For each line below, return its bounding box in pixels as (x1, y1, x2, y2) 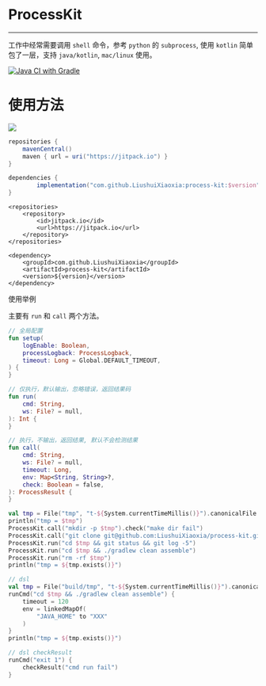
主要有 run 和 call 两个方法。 (8, 311, 104, 320)
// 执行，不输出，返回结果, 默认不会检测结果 (8, 436, 139, 444)
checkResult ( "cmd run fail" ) (22, 663, 119, 671)
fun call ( (8, 444, 41, 452)
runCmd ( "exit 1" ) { (8, 656, 73, 664)
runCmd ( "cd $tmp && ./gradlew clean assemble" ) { (8, 590, 176, 598)
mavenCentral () (22, 145, 73, 153)
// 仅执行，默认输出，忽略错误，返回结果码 (8, 386, 131, 394)
